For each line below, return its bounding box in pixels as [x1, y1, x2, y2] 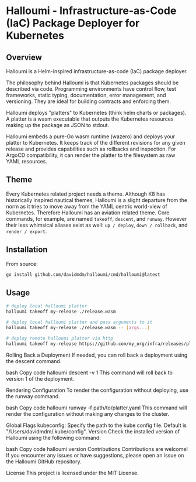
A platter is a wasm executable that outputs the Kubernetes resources [6, 115, 174, 122]
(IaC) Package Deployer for [6, 16, 140, 30]
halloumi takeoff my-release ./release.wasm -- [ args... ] [6, 324, 150, 330]
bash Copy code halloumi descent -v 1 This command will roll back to [6, 369, 173, 376]
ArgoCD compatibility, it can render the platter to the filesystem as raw [6, 152, 176, 159]
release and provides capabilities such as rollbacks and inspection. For [6, 145, 176, 152]
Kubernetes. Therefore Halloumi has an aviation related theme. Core [6, 209, 170, 216]
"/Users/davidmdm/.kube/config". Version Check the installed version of [6, 428, 180, 435]
